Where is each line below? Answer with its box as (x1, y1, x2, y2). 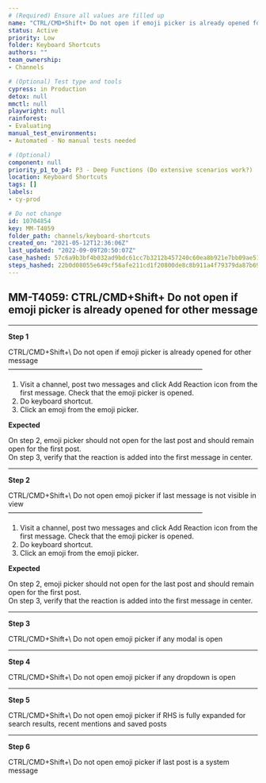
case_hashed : (8, 254, 51, 262)
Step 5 (8, 695, 30, 704)
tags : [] (8, 180, 37, 189)
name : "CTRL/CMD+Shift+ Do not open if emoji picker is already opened (8, 19, 249, 27)
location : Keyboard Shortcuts (8, 173, 108, 181)
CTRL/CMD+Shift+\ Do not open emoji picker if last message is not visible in (8, 490, 256, 500)
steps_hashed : (8, 261, 55, 269)
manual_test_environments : (8, 129, 97, 137)
